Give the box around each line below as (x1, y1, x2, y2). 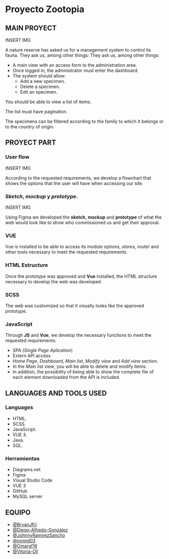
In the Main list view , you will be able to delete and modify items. (12, 363, 147, 370)
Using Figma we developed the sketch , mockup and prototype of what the (5, 214, 162, 220)
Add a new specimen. (20, 78, 66, 84)
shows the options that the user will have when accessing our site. (5, 180, 144, 186)
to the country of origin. (5, 124, 54, 130)
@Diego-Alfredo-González (12, 527, 68, 533)
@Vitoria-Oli (12, 548, 38, 554)
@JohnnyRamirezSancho (12, 532, 66, 538)
